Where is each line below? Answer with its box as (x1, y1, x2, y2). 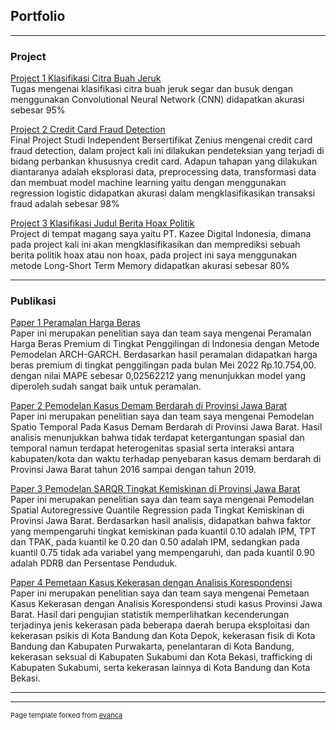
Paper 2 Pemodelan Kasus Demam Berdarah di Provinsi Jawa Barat (10, 400, 288, 412)
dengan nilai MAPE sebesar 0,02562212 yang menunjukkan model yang (10, 370, 307, 382)
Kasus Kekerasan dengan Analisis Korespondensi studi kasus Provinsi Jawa (10, 598, 323, 610)
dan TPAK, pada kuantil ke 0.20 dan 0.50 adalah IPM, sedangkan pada (10, 536, 300, 548)
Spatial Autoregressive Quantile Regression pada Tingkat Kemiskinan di (10, 504, 305, 516)
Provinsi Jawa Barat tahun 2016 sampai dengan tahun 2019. (10, 464, 257, 476)
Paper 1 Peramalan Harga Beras (10, 317, 141, 329)
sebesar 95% (10, 104, 66, 116)
